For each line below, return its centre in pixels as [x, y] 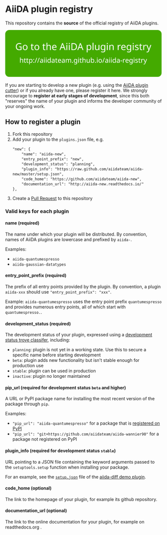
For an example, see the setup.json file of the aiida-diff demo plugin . [76, 477]
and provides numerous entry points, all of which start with [65, 307]
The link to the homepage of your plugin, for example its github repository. [81, 499]
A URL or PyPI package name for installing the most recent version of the [80, 399]
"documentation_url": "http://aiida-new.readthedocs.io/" [83, 184]
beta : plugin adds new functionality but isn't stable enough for [76, 360]
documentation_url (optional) [36, 511]
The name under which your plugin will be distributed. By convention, [76, 234]
